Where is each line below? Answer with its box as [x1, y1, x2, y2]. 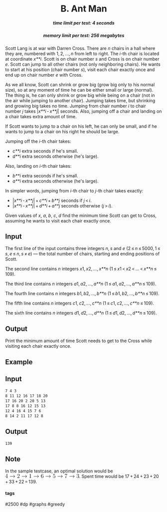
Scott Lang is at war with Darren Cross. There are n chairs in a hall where [5, 45, 156, 51]
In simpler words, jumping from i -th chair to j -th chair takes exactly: [5, 187, 144, 193]
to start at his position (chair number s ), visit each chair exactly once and [5, 66, 155, 73]
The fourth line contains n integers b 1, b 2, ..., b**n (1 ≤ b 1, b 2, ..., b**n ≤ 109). [5, 291, 160, 297]
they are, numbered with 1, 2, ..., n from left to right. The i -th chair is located [5, 51, 160, 57]
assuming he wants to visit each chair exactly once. [5, 217, 111, 223]
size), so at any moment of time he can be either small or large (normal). [5, 87, 154, 93]
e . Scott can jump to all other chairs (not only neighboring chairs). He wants [5, 61, 161, 67]
